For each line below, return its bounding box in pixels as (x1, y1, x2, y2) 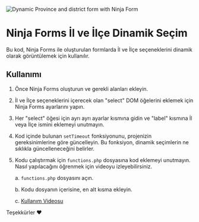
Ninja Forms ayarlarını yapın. (14, 103, 85, 110)
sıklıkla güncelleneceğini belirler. (14, 145, 95, 152)
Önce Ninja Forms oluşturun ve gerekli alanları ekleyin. (14, 85, 149, 92)
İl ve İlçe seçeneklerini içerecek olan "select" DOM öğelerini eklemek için (14, 97, 194, 104)
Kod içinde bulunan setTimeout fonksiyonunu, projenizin (14, 132, 152, 139)
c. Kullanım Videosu (14, 197, 64, 204)
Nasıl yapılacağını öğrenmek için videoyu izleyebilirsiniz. (14, 163, 153, 170)
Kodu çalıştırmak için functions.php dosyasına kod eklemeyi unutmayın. (14, 156, 191, 163)
